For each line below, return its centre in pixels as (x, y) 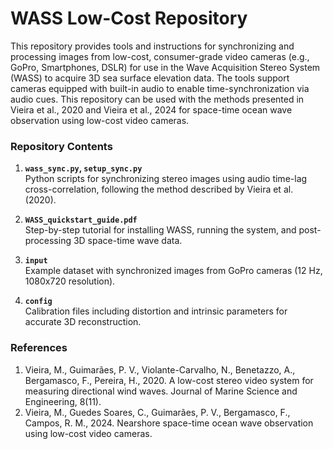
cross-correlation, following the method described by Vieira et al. (159, 189)
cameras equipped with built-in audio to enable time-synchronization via (160, 88)
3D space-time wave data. (128, 241)
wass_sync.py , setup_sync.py (83, 168)
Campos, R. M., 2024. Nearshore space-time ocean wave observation (169, 423)
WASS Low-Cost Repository (129, 18)
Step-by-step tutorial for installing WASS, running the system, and (160, 230)
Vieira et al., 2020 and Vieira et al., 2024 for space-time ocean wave (151, 109)
